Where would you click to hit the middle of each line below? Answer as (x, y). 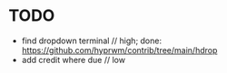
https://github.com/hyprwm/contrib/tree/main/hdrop (119, 50)
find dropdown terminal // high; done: (92, 41)
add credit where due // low (74, 59)
